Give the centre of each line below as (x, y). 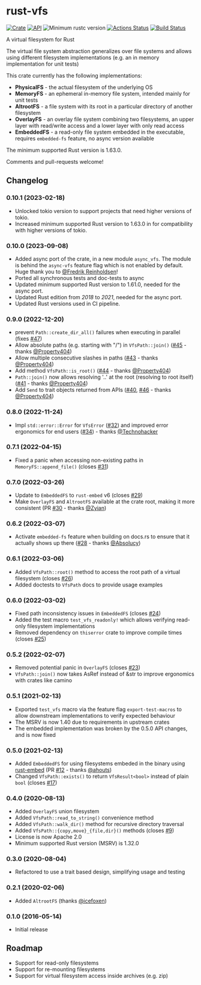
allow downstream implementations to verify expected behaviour (95, 715)
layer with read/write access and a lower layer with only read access (100, 125)
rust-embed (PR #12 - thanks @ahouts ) (63, 769)
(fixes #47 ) (28, 339)
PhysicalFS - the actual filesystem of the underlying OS (84, 87)
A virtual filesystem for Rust (40, 39)
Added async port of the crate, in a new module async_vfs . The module (103, 259)
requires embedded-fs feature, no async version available (84, 138)
